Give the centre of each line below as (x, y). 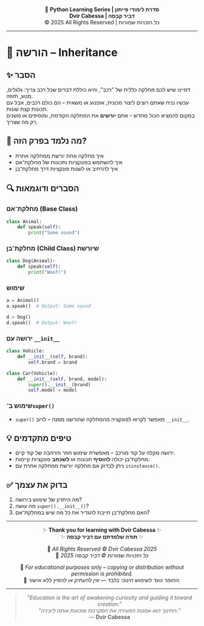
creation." (110, 604)
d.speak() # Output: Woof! (42, 322)
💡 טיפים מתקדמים (39, 438)
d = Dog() (19, 317)
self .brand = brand (53, 362)
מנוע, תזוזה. (20, 96)
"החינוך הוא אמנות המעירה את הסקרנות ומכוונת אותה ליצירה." (110, 611)
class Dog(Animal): (31, 261)
